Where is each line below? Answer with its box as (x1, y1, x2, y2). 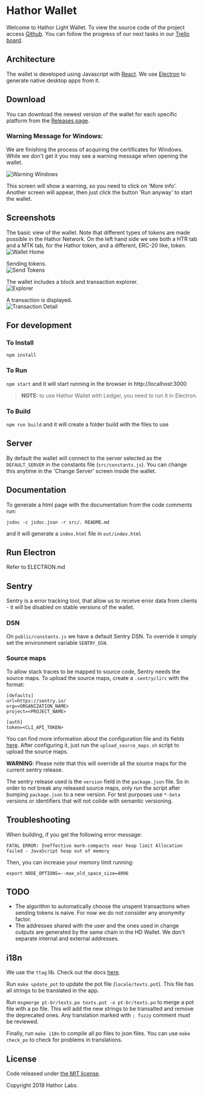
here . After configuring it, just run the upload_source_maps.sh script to (6, 741, 180, 749)
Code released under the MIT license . (6, 1070, 101, 1077)
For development (6, 320, 72, 331)
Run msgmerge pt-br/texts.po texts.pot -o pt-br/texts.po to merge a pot (6, 999, 194, 1006)
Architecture (6, 54, 56, 64)
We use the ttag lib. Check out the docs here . (6, 969, 121, 976)
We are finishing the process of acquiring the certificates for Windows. (6, 146, 183, 153)
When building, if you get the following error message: (6, 831, 142, 838)
